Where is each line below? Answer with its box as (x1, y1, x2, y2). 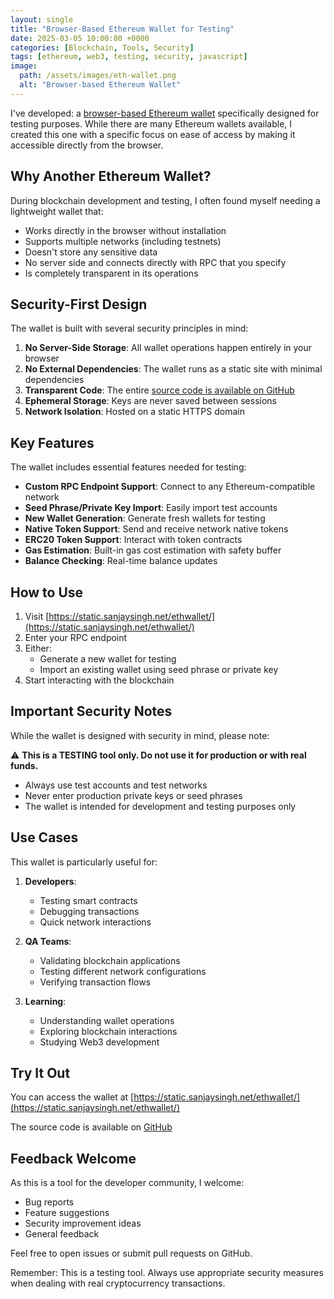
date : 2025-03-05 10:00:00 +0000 (10, 33, 150, 43)
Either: (24, 642, 52, 654)
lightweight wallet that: (10, 205, 104, 217)
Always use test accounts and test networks (24, 779, 208, 791)
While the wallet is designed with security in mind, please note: (10, 729, 270, 741)
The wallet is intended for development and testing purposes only (24, 800, 297, 812)
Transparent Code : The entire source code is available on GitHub (24, 384, 295, 396)
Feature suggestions (24, 1207, 110, 1219)
